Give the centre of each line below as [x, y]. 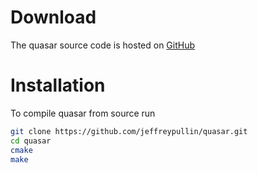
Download [53, 17]
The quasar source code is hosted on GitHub [103, 45]
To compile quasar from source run [83, 113]
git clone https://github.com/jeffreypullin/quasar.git [129, 131]
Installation [58, 85]
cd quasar [31, 141]
